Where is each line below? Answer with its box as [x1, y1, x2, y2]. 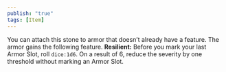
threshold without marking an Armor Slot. [7, 57, 124, 65]
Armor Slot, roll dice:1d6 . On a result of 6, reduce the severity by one [7, 49, 203, 58]
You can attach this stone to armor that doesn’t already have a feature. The [7, 35, 220, 43]
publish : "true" [7, 10, 54, 17]
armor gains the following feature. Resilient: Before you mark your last [7, 43, 207, 51]
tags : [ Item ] [7, 16, 45, 23]
